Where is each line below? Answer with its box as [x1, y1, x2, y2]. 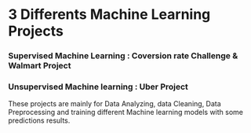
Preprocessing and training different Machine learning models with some [8, 108, 244, 117]
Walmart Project [8, 61, 71, 72]
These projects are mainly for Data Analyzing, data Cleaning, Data [8, 99, 221, 109]
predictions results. [8, 116, 71, 125]
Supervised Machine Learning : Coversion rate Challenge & [8, 50, 238, 61]
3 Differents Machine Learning [8, 6, 211, 24]
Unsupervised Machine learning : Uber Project [8, 81, 188, 92]
